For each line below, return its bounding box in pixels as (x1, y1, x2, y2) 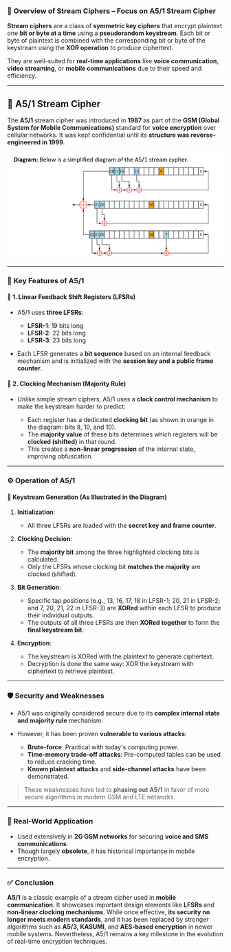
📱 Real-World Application (7, 817, 93, 826)
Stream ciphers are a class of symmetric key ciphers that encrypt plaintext (7, 22, 222, 30)
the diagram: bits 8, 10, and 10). (27, 423, 116, 432)
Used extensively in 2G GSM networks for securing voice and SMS (16, 832, 209, 841)
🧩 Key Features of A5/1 (7, 276, 85, 285)
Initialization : (16, 508, 56, 516)
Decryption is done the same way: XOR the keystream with (27, 660, 194, 668)
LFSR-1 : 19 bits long (27, 321, 84, 329)
